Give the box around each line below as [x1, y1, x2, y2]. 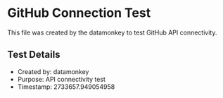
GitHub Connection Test [7, 5, 151, 21]
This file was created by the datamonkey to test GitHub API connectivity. [7, 28, 217, 37]
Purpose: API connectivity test [17, 75, 106, 83]
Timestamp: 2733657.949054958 [17, 82, 115, 91]
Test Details [7, 49, 61, 61]
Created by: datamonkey [17, 67, 89, 75]
